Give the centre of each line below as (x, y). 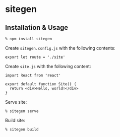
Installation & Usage (37, 28)
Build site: (15, 120)
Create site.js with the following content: (48, 66)
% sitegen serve (22, 111)
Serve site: (16, 102)
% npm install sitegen (29, 39)
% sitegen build (22, 130)
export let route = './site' (35, 57)
